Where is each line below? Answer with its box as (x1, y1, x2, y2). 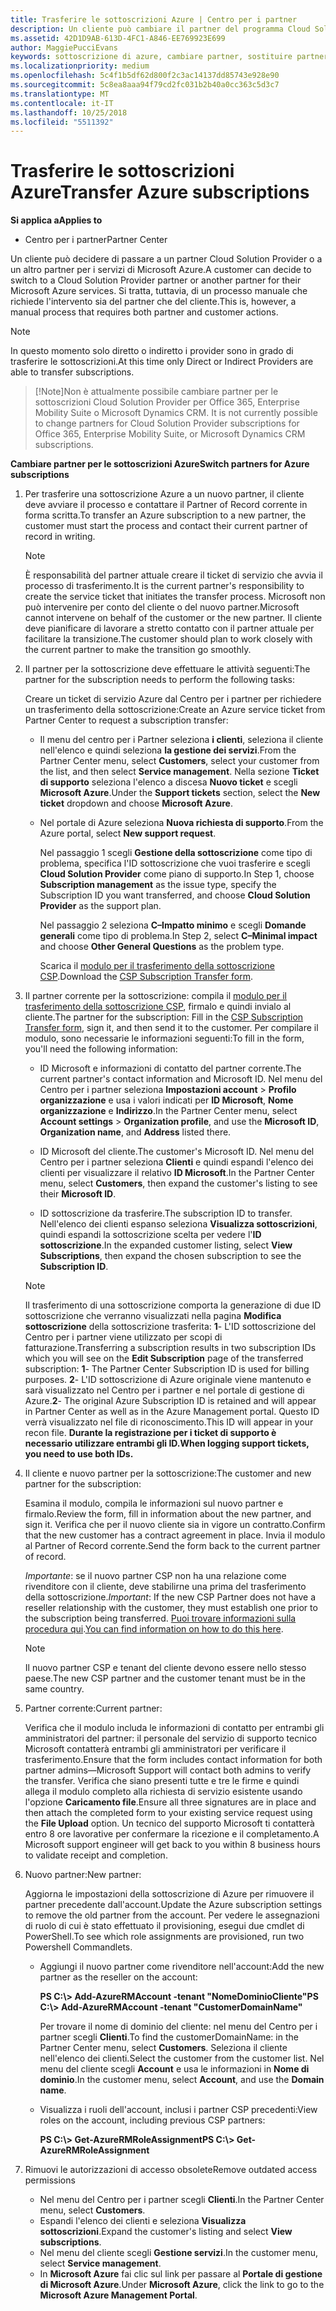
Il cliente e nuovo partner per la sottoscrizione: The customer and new (24, 1467, 312, 1480)
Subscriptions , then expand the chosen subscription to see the (39, 1250, 302, 1262)
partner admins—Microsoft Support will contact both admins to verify (24, 1764, 312, 1776)
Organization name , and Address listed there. (39, 1126, 232, 1138)
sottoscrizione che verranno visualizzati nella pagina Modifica (24, 1310, 282, 1322)
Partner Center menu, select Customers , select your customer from (39, 755, 320, 767)
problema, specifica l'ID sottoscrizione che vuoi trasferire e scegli (39, 857, 311, 870)
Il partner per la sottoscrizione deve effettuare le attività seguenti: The (24, 663, 311, 675)
